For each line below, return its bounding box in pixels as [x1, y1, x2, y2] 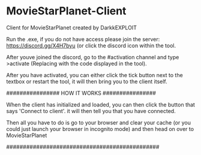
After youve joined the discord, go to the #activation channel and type [6, 53, 179, 60]
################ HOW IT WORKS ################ [6, 89, 156, 96]
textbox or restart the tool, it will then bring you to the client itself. [6, 78, 168, 85]
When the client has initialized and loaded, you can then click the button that [6, 101, 195, 108]
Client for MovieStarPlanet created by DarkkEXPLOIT [6, 24, 137, 31]
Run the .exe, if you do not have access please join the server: [6, 35, 160, 42]
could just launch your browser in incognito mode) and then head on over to [6, 125, 194, 132]
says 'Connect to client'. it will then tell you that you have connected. [6, 107, 176, 114]
